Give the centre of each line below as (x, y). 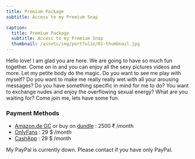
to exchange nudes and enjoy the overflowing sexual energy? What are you (97, 92)
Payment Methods (33, 113)
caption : (17, 28)
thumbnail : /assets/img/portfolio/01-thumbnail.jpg (76, 44)
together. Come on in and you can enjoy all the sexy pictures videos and (93, 67)
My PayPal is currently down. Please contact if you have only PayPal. (89, 150)
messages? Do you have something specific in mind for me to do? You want (97, 85)
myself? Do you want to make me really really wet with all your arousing (93, 79)
